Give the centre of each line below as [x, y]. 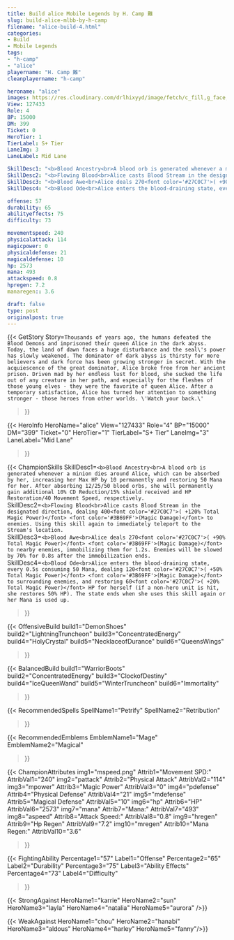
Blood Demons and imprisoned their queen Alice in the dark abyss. [107, 344]
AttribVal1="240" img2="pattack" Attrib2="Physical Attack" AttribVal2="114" [116, 779]
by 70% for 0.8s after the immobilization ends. [79, 556]
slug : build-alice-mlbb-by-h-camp [57, 20]
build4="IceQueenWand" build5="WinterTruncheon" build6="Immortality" [113, 684]
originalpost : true [36, 317]
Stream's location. [36, 530]
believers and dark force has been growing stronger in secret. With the [117, 362]
